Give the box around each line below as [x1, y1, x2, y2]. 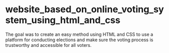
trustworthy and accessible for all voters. [5, 42, 92, 48]
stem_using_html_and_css [5, 14, 120, 26]
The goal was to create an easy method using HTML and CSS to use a [5, 31, 154, 37]
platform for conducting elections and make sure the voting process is [5, 37, 154, 43]
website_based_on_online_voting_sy [5, 4, 164, 15]
